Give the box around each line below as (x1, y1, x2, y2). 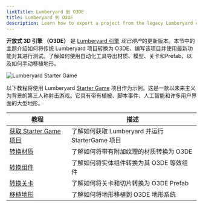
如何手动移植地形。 (11, 60, 59, 67)
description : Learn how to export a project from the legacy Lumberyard (6, 20, 193, 26)
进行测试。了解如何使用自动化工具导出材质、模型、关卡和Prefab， (22, 53, 187, 60)
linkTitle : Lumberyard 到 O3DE (6, 8, 85, 15)
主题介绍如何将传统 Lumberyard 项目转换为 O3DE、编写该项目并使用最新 (6, 45, 188, 52)
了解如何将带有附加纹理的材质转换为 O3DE (71, 147, 193, 156)
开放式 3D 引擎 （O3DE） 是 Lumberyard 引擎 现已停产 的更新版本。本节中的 (6, 37, 195, 45)
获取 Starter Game (9, 127, 62, 136)
